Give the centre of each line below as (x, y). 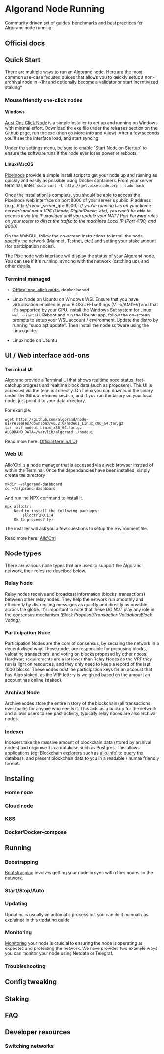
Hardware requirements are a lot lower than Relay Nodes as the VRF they (79, 659)
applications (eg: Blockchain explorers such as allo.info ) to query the (74, 753)
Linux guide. (25, 330)
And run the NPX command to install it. (44, 498)
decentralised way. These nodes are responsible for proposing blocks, (76, 649)
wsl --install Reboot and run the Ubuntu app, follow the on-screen (81, 315)
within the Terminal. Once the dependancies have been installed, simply (78, 470)
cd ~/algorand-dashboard (30, 488)
